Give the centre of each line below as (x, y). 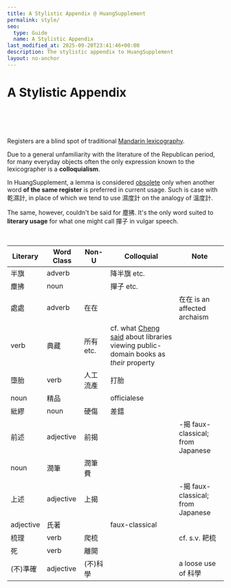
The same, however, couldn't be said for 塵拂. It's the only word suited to (110, 212)
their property (133, 363)
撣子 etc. (124, 286)
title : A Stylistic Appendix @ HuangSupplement (77, 13)
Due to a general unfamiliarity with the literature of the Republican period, (111, 154)
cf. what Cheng (135, 328)
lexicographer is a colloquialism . (54, 169)
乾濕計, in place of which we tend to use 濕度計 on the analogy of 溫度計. (110, 198)
